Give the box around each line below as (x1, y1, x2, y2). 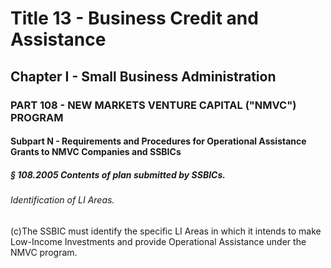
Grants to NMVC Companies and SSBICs (10, 146, 182, 158)
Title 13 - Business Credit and (10, 7, 259, 30)
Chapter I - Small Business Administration (10, 68, 277, 85)
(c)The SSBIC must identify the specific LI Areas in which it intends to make (10, 225, 322, 237)
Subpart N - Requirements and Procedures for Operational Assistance (10, 135, 307, 147)
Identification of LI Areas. (10, 194, 115, 206)
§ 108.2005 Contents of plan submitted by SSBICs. (10, 168, 226, 181)
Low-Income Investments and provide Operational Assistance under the (10, 235, 307, 247)
